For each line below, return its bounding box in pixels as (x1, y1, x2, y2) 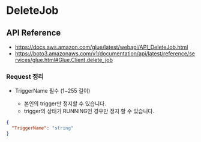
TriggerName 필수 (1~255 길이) (14, 87, 91, 94)
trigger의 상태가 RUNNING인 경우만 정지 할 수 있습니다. (23, 108, 155, 115)
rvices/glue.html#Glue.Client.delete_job (14, 57, 113, 63)
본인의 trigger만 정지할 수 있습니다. (23, 100, 106, 107)
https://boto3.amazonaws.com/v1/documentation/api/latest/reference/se (14, 50, 195, 57)
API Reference (6, 28, 61, 38)
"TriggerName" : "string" (11, 125, 74, 131)
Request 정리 (6, 72, 44, 81)
